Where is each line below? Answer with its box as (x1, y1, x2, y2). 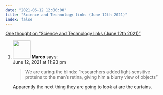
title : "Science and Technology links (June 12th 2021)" (5, 12, 128, 17)
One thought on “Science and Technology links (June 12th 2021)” (5, 31, 141, 37)
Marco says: (31, 54, 58, 60)
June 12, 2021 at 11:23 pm (12, 59, 66, 65)
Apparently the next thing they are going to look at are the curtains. (12, 84, 152, 90)
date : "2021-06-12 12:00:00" (5, 7, 67, 13)
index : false (5, 17, 33, 22)
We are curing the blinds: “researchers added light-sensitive (25, 69, 150, 75)
